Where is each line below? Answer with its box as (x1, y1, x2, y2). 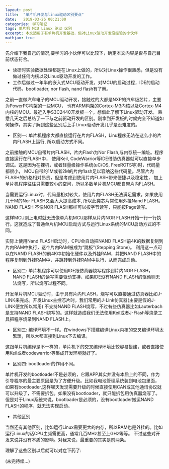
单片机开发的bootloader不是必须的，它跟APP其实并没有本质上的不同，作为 (5, 371, 160, 377)
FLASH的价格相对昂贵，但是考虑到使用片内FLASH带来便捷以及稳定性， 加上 (5, 174, 163, 180)
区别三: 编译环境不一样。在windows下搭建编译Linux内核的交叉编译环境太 (12, 327, 164, 333)
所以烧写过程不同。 (30, 280, 70, 286)
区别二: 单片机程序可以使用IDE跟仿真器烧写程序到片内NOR (12, 267, 133, 273)
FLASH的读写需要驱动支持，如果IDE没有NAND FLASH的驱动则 (27, 274, 156, 280)
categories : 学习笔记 (5, 21, 48, 27)
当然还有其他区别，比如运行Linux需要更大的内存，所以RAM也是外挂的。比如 (5, 424, 163, 430)
